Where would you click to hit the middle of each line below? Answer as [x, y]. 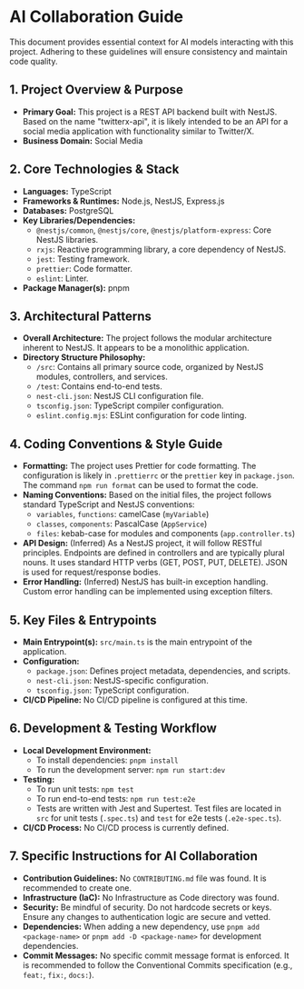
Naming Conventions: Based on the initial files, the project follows [147, 495]
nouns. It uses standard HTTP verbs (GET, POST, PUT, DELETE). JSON [155, 563]
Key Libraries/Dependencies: [79, 220]
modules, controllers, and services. [102, 377]
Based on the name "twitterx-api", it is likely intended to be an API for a [155, 121]
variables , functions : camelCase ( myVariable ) [123, 514]
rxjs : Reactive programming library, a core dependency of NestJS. [161, 249]
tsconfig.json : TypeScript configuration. [113, 690]
